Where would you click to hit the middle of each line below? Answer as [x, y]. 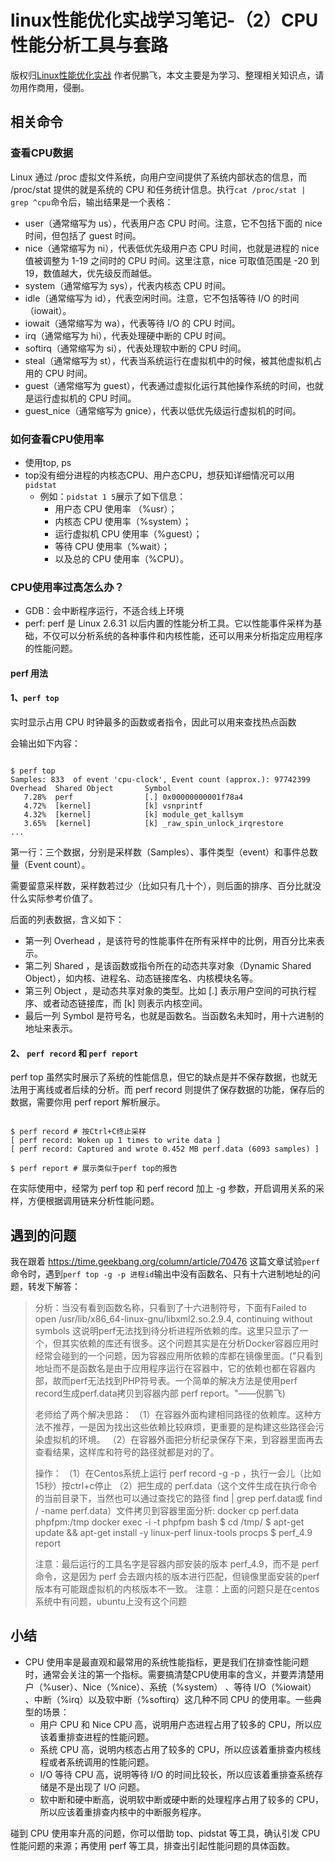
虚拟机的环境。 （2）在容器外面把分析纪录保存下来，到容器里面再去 [183, 1440]
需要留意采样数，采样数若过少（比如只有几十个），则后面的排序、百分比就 [161, 886]
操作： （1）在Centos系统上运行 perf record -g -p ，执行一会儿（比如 [178, 1473]
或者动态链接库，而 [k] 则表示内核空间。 [125, 1003]
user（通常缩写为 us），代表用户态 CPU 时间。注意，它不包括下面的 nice [173, 223]
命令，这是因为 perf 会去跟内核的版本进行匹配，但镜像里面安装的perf [177, 1577]
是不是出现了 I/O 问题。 [96, 1787]
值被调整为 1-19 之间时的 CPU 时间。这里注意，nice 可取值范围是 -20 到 [172, 260]
